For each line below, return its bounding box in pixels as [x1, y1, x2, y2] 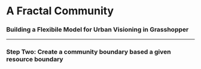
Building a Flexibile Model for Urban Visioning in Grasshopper [6, 26, 189, 34]
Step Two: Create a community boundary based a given [6, 48, 172, 56]
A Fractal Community [6, 4, 114, 18]
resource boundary [6, 55, 64, 64]
